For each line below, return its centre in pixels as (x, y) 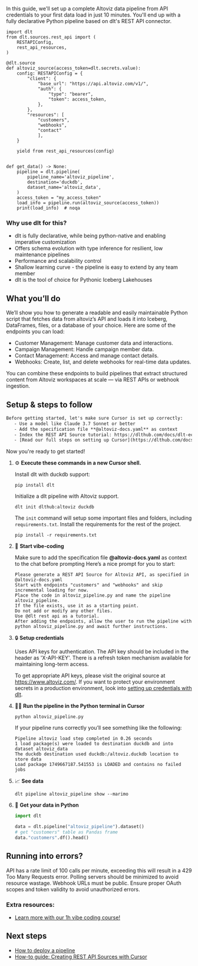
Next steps (27, 936)
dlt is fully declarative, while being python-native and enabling (90, 236)
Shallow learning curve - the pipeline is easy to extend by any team (96, 267)
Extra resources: (30, 904)
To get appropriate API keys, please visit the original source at (90, 676)
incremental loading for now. (52, 590)
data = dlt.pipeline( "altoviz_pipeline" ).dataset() (79, 827)
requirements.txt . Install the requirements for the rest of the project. (98, 524)
